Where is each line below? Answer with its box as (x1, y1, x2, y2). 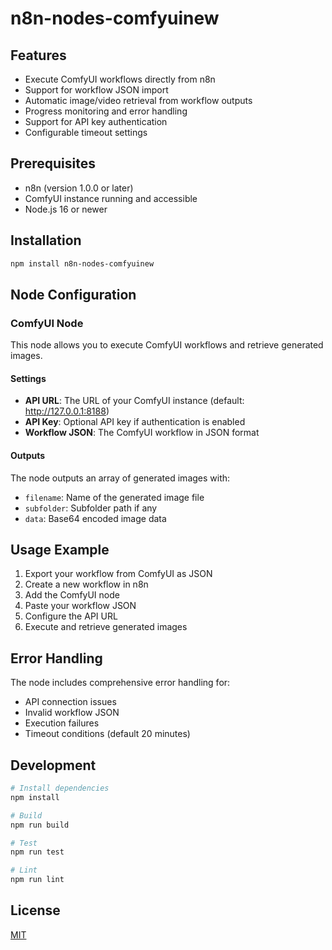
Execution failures (24, 717, 100, 729)
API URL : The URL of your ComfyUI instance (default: (24, 395, 245, 407)
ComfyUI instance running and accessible (24, 192, 198, 204)
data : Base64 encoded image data (24, 512, 167, 524)
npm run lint (10, 875, 65, 885)
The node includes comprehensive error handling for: (10, 677, 231, 689)
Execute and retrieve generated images (24, 621, 188, 633)
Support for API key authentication (24, 116, 168, 127)
